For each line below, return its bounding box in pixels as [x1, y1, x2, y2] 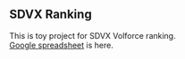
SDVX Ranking [9, 7, 92, 22]
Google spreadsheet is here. [9, 40, 114, 50]
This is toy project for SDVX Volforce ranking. [9, 30, 176, 41]
